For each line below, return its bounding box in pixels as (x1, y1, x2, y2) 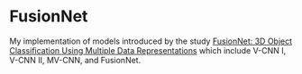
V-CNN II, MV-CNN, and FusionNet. (9, 54, 142, 65)
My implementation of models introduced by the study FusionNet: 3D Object (9, 36, 293, 46)
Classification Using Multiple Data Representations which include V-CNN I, (9, 45, 287, 55)
